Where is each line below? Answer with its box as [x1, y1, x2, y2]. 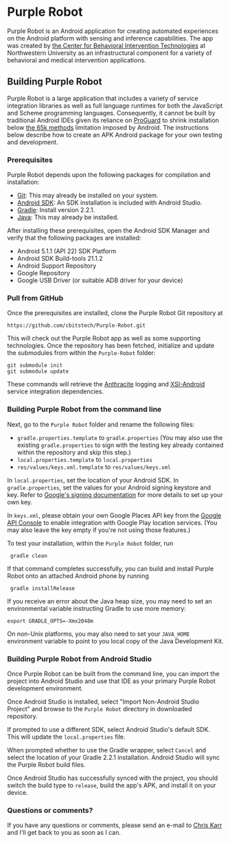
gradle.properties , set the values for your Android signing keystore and [7, 483, 211, 492]
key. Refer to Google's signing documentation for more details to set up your [7, 490, 223, 498]
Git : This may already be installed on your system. [16, 192, 159, 200]
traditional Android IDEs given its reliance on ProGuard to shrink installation [7, 116, 220, 124]
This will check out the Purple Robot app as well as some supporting [7, 334, 201, 343]
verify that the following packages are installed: [7, 234, 141, 242]
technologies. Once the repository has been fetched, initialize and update [7, 341, 215, 350]
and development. [7, 138, 58, 146]
